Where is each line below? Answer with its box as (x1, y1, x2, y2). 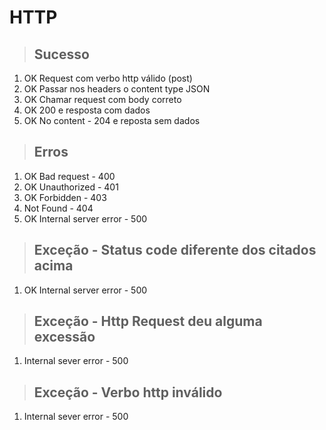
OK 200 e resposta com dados (23, 104, 151, 116)
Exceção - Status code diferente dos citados (33, 242, 317, 259)
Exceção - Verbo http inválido (33, 384, 223, 401)
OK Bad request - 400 (23, 170, 116, 182)
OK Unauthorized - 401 (23, 181, 119, 193)
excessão (33, 329, 96, 346)
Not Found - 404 (23, 202, 94, 214)
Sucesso (33, 46, 90, 63)
